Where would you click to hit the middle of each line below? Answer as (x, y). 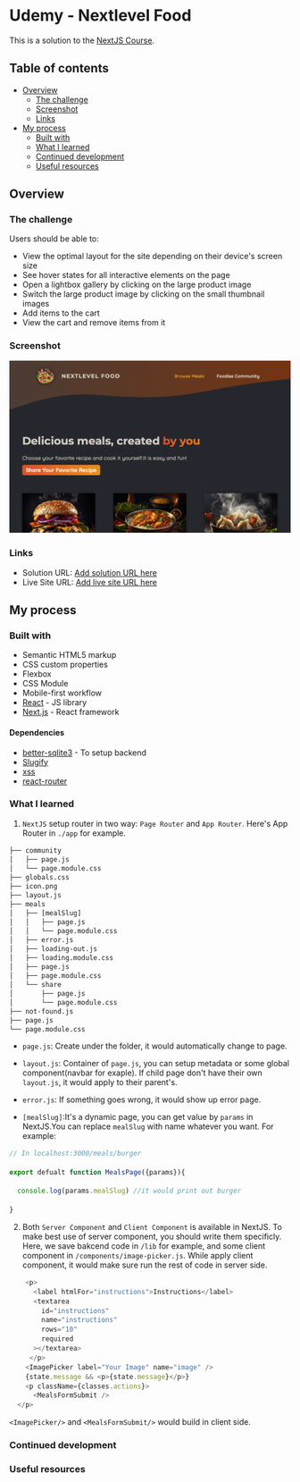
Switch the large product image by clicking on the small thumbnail (143, 294)
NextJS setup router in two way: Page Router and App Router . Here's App (155, 823)
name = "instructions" (79, 1320)
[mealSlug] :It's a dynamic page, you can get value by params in (137, 1116)
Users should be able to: (54, 239)
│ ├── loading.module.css (62, 957)
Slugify (35, 762)
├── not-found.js (42, 1011)
